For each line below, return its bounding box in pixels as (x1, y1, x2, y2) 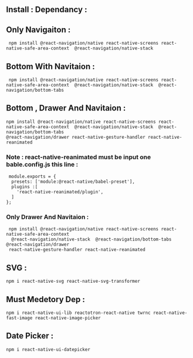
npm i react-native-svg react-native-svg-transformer (6, 279, 141, 285)
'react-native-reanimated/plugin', (16, 189, 104, 195)
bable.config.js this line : (6, 160, 78, 168)
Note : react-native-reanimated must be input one (6, 153, 151, 161)
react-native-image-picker (35, 315, 101, 321)
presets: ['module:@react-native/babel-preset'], (11, 179, 135, 185)
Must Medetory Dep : (6, 294, 85, 305)
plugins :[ (11, 184, 38, 190)
